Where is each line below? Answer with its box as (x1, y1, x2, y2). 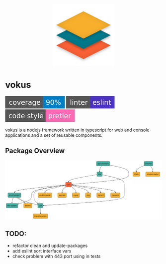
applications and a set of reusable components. (5, 132, 103, 138)
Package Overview (5, 147, 65, 155)
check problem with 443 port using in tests (12, 254, 101, 260)
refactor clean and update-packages (12, 243, 88, 249)
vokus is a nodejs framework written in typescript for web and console (5, 127, 150, 133)
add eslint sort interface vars (12, 248, 72, 254)
